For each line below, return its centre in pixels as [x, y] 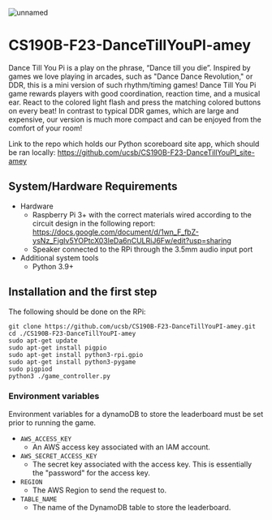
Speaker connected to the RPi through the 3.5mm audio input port [142, 249]
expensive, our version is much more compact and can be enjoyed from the [135, 119]
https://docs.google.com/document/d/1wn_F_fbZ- [115, 232]
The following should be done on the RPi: [77, 312]
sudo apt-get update [43, 341]
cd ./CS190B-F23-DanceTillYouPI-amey [72, 333]
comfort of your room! [45, 128]
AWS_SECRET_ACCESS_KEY [58, 456]
